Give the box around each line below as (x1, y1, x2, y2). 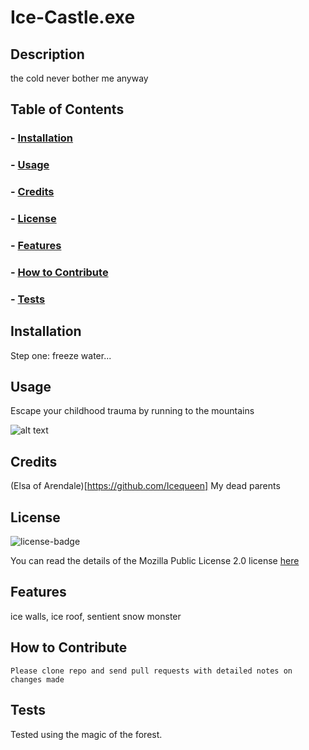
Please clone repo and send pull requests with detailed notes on (10, 666, 293, 676)
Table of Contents (10, 101, 125, 118)
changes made (10, 674, 65, 685)
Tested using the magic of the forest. (10, 728, 163, 740)
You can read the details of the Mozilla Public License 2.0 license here (10, 555, 300, 567)
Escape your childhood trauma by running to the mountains (10, 405, 255, 417)
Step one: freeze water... (10, 349, 112, 361)
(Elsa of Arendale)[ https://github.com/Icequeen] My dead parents (10, 480, 281, 492)
